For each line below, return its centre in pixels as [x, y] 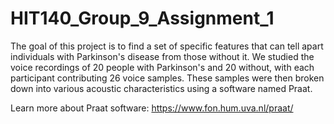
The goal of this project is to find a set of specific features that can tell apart [167, 46]
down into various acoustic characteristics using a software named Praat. [161, 88]
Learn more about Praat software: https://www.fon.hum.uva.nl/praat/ [152, 108]
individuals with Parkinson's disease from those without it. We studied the [162, 56]
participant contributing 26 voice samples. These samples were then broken [167, 78]
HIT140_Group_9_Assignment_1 [142, 18]
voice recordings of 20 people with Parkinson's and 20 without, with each [162, 67]
